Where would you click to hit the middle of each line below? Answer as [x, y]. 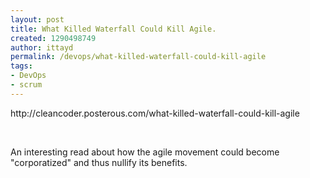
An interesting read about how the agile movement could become [145, 152]
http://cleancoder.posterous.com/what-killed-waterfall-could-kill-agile [155, 113]
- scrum [26, 85]
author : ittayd [42, 47]
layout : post [37, 19]
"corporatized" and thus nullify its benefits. [99, 162]
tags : [21, 66]
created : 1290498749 [53, 38]
